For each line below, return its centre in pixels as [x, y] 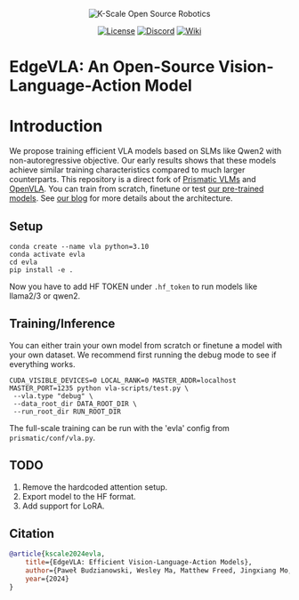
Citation [32, 533]
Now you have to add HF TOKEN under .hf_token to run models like [133, 286]
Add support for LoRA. [63, 506]
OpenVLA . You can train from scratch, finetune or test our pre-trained [137, 189]
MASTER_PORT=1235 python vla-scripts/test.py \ [99, 388]
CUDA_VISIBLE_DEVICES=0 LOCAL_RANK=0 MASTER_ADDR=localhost [123, 380]
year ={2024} [47, 579]
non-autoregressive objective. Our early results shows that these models [143, 161]
